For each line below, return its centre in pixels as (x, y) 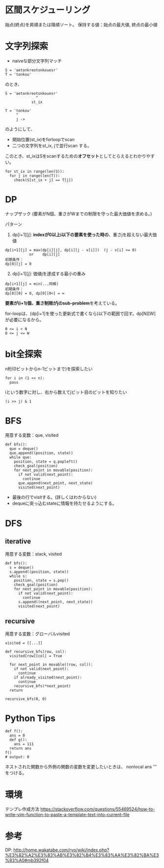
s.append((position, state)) (39, 572)
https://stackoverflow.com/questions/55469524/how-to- (98, 809)
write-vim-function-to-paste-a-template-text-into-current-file (67, 815)
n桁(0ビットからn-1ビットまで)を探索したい (49, 368)
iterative (18, 542)
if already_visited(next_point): (48, 677)
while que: (21, 457)
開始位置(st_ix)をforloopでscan (43, 139)
